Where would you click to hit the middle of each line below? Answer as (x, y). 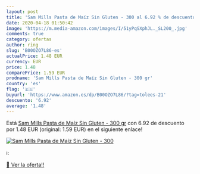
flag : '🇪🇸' (21, 89)
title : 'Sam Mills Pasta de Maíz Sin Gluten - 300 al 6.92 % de (87, 17)
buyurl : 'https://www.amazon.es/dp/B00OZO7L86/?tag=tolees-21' (86, 95)
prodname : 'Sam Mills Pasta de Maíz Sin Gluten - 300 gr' (79, 78)
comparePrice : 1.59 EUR (36, 73)
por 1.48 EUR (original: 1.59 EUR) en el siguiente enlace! (74, 129)
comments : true (25, 34)
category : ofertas (29, 39)
